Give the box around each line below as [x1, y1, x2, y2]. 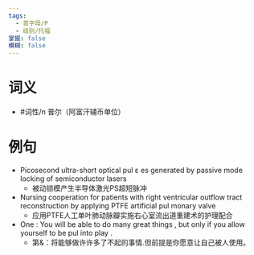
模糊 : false [8, 42, 46, 50]
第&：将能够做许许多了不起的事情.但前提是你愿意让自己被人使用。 [31, 238, 251, 247]
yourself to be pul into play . [19, 228, 113, 237]
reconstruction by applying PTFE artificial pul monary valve [19, 201, 216, 210]
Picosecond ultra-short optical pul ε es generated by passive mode [19, 166, 244, 175]
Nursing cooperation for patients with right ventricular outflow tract [19, 192, 243, 202]
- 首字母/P [15, 19, 48, 27]
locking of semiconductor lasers [19, 174, 127, 183]
